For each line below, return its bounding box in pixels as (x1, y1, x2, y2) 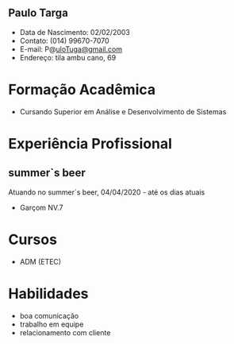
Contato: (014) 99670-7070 (19, 36, 109, 45)
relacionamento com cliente (19, 327, 111, 337)
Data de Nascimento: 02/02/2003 (19, 27, 131, 37)
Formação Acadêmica (8, 81, 156, 99)
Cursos (8, 230, 58, 249)
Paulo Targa (8, 6, 69, 20)
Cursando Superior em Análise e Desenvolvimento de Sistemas (19, 106, 227, 116)
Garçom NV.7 (19, 203, 63, 212)
